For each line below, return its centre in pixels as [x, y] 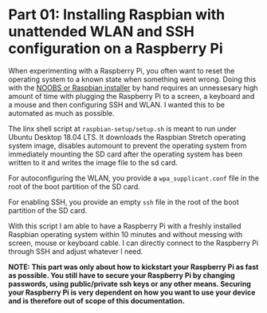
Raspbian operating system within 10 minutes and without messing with [126, 234]
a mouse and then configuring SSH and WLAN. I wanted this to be [117, 105]
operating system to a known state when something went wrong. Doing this [132, 79]
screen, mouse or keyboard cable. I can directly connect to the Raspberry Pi [133, 243]
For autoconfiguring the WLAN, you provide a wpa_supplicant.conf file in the [134, 178]
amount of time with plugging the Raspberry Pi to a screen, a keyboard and [132, 96]
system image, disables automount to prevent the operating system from [128, 145]
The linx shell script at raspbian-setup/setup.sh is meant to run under [122, 129]
